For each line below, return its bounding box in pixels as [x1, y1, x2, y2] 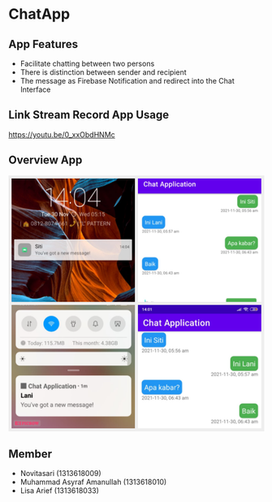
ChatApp [8, 5, 71, 24]
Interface [19, 84, 51, 94]
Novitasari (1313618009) [19, 469, 101, 478]
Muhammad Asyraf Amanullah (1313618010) [19, 477, 167, 487]
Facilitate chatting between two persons [19, 58, 155, 68]
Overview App [8, 154, 83, 167]
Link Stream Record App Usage [8, 108, 170, 122]
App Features [8, 37, 79, 51]
